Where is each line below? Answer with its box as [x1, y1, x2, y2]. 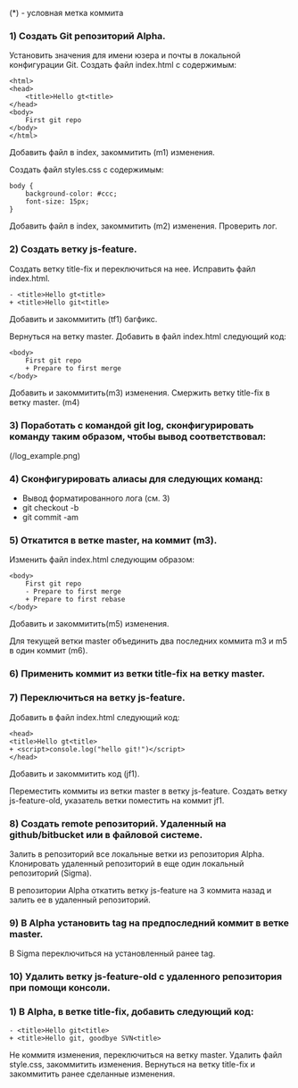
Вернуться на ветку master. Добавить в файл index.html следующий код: [9, 330, 287, 342]
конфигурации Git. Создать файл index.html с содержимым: [9, 60, 237, 71]
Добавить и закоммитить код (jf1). [9, 768, 140, 779]
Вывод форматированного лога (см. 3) [21, 493, 170, 503]
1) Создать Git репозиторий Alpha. [9, 29, 167, 42]
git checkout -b [21, 502, 79, 513]
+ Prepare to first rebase [25, 595, 126, 604]
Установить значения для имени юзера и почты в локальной [9, 50, 241, 61]
